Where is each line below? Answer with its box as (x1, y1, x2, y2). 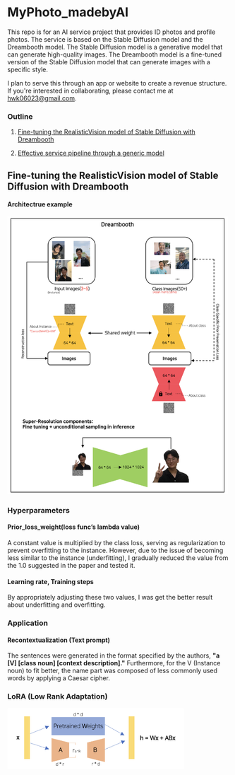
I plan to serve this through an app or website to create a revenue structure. (7, 78, 227, 87)
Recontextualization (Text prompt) (7, 636, 111, 644)
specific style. (7, 65, 48, 74)
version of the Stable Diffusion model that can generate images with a (7, 57, 210, 66)
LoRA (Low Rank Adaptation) (7, 692, 108, 701)
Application (7, 618, 48, 628)
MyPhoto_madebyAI (7, 4, 129, 21)
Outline (7, 111, 33, 121)
